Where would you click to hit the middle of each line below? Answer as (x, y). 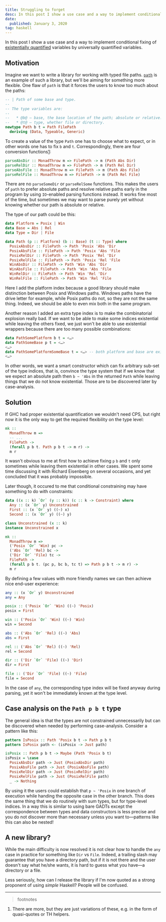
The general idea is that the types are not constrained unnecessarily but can (83, 720)
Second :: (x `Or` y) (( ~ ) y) (41, 514)
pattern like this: (21, 731)
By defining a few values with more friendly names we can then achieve (78, 578)
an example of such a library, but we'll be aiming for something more (75, 80)
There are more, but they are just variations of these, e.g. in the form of (84, 909)
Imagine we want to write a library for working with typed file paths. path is (81, 75)
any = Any (15, 597)
